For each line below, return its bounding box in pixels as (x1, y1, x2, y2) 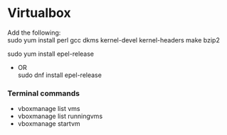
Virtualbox (7, 5, 71, 21)
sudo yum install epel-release (7, 49, 95, 58)
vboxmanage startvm (17, 119, 80, 128)
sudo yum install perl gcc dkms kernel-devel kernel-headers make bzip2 (7, 35, 221, 44)
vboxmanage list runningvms (17, 112, 103, 121)
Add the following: (7, 28, 61, 37)
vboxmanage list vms (17, 105, 80, 113)
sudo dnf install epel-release (17, 71, 102, 79)
